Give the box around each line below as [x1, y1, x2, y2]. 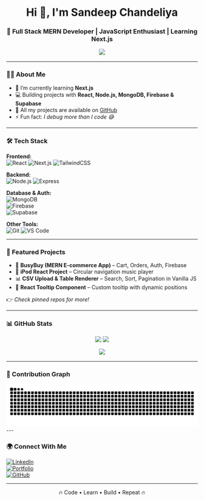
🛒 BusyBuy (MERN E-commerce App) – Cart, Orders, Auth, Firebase [15, 262, 187, 269]
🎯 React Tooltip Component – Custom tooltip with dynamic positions [15, 284, 188, 291]
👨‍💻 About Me [6, 70, 46, 79]
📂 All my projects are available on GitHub [15, 106, 117, 113]
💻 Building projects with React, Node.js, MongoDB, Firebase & [15, 91, 174, 98]
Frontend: [6, 153, 32, 160]
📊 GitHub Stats [6, 320, 53, 328]
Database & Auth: [6, 189, 52, 197]
